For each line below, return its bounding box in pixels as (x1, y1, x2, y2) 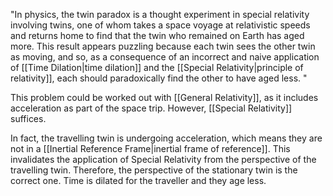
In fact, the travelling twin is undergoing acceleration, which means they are (10, 132, 323, 144)
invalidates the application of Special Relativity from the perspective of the (10, 154, 317, 165)
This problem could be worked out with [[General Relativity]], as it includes (10, 92, 319, 103)
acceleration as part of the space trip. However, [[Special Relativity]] (10, 102, 293, 114)
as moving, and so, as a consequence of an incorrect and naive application (10, 51, 320, 63)
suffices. (10, 113, 47, 124)
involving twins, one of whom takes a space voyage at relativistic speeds (10, 19, 311, 31)
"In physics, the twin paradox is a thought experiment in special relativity (10, 9, 310, 20)
